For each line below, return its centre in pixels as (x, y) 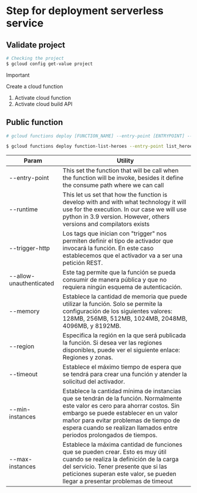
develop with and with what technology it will (124, 202)
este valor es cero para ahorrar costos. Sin (121, 406)
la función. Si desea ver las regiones (112, 343)
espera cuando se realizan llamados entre (120, 428)
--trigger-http (30, 249)
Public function (35, 122)
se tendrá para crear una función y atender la (125, 375)
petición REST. (83, 263)
